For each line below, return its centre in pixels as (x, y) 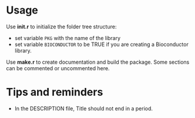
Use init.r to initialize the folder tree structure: (61, 27)
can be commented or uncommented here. (58, 68)
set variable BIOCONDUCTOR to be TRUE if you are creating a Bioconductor (102, 44)
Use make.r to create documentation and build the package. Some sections (98, 62)
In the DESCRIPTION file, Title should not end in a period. (84, 108)
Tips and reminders (55, 92)
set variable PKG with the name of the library (68, 38)
